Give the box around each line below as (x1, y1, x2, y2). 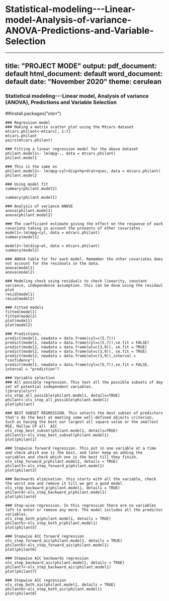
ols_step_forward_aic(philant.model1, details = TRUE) (5, 538, 123, 543)
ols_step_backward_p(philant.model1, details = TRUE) (5, 485, 121, 490)
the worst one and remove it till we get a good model (5, 481, 123, 486)
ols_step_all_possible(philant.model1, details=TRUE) (5, 393, 121, 398)
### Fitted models (5, 305, 44, 310)
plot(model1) (5, 318, 33, 323)
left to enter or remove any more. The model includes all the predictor (5, 507, 163, 512)
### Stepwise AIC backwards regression (5, 556, 89, 561)
